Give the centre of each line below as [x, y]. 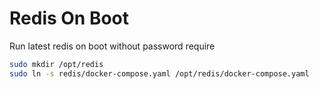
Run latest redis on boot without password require [112, 46]
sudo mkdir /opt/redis [56, 64]
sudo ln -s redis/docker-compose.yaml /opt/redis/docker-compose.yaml [159, 73]
